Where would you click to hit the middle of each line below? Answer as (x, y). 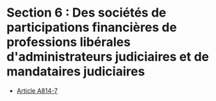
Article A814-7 (37, 91)
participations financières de (92, 27)
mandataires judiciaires (76, 72)
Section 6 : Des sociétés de (86, 13)
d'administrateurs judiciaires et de (108, 57)
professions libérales (69, 42)
